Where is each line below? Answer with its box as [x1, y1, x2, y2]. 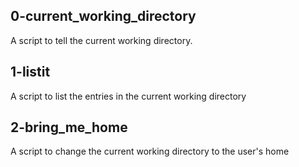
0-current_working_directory [10, 8, 197, 25]
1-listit [10, 64, 51, 81]
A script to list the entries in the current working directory [10, 90, 247, 102]
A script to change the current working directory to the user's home [10, 145, 290, 158]
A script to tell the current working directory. [10, 34, 193, 46]
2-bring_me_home [10, 119, 128, 136]
